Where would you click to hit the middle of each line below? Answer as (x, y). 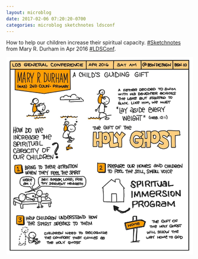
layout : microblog (29, 12)
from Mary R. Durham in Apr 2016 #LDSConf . (61, 49)
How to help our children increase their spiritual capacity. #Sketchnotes (93, 43)
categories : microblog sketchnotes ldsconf (61, 25)
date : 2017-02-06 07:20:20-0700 (46, 19)
